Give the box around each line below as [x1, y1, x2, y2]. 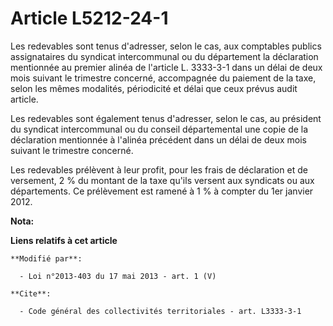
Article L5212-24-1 [10, 7, 169, 30]
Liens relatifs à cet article [10, 234, 118, 246]
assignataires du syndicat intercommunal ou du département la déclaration [10, 50, 319, 62]
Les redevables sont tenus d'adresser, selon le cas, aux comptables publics [10, 40, 322, 52]
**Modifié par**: [10, 253, 83, 264]
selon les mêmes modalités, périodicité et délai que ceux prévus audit [10, 82, 298, 94]
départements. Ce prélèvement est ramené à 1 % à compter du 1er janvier [10, 185, 314, 197]
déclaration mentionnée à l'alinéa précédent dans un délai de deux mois [10, 133, 307, 146]
